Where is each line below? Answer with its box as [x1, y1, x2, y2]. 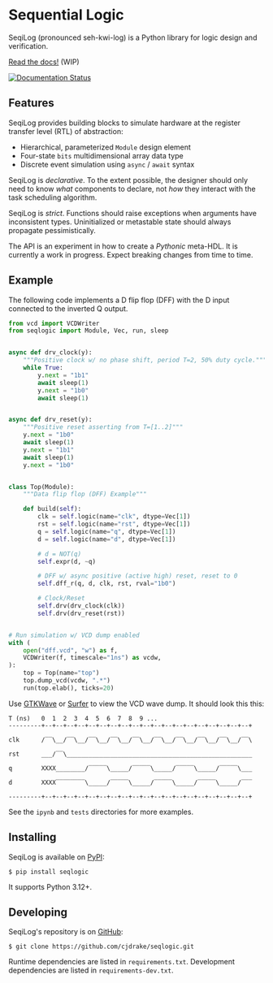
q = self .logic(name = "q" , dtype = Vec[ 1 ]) [37, 527, 176, 535]
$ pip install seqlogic [8, 868, 89, 876]
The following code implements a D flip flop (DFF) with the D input [8, 295, 230, 305]
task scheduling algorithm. [8, 193, 97, 202]
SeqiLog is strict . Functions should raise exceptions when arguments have [8, 208, 258, 218]
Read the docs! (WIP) [8, 57, 80, 67]
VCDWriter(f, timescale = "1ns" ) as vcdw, [23, 654, 162, 662]
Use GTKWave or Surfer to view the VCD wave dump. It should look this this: [8, 699, 265, 708]
